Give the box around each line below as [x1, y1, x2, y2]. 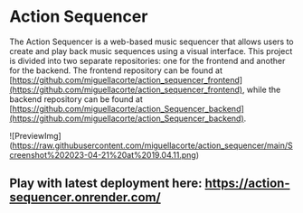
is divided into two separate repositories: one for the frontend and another [9, 55, 286, 66]
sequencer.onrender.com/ [9, 190, 161, 205]
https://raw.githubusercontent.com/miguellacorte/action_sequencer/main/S [12, 140, 294, 151]
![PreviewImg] [9, 130, 62, 141]
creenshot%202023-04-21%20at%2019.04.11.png [9, 149, 196, 160]
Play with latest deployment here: [9, 176, 203, 191]
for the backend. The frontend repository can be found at [9, 65, 223, 76]
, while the [241, 84, 281, 95]
